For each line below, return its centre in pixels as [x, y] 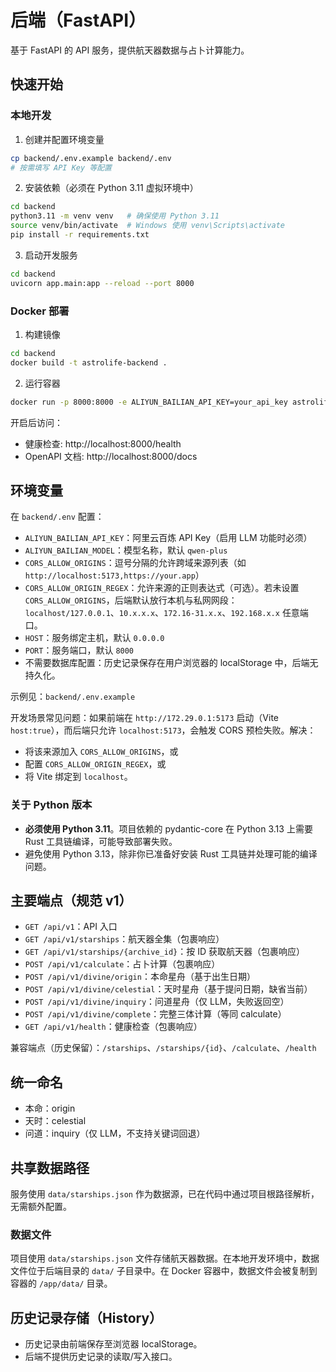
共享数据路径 [50, 1167]
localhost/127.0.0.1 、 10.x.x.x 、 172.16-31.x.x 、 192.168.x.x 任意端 [166, 613]
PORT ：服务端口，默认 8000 [79, 650]
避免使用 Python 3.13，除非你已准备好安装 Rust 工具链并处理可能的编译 [171, 853]
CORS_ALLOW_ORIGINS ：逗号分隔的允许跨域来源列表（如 [135, 563]
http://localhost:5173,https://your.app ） [114, 575]
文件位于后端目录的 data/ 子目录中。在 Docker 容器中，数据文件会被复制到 [164, 1271]
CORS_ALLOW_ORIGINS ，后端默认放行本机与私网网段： [131, 600]
